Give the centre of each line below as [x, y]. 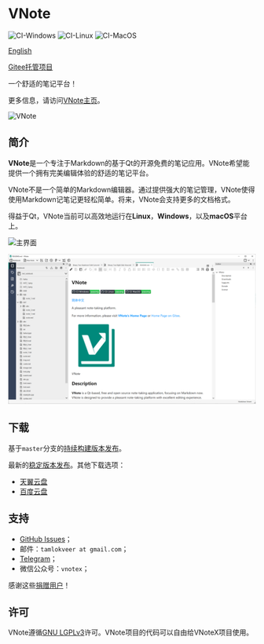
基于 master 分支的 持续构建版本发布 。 [67, 448]
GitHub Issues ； [46, 539]
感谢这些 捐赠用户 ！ [39, 585]
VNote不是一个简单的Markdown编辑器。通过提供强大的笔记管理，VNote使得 [132, 189]
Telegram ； [38, 558]
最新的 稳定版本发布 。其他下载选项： [67, 465]
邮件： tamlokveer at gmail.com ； [74, 549]
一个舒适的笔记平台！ [42, 83]
